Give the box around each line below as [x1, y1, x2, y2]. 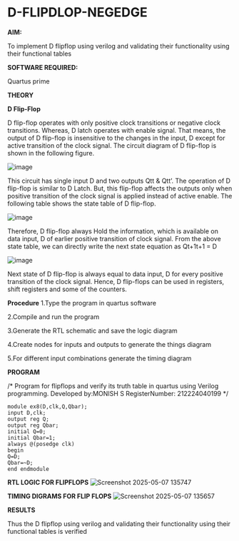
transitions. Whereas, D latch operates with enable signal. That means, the [7, 126, 226, 134]
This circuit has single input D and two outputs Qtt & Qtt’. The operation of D [7, 176, 230, 185]
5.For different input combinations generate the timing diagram [7, 354, 192, 363]
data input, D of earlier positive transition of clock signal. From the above [7, 234, 221, 243]
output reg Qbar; [7, 422, 59, 429]
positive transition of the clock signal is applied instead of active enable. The [7, 191, 233, 200]
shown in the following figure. [7, 148, 95, 157]
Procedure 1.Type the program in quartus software [7, 298, 157, 307]
